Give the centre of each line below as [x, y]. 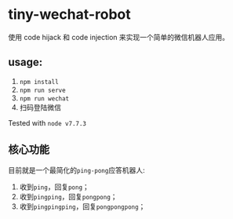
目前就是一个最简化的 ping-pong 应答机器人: [76, 170]
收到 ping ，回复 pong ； [55, 187]
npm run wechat [44, 99]
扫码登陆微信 [40, 107]
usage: [25, 62]
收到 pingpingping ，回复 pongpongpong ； [82, 206]
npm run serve [42, 90]
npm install [39, 82]
